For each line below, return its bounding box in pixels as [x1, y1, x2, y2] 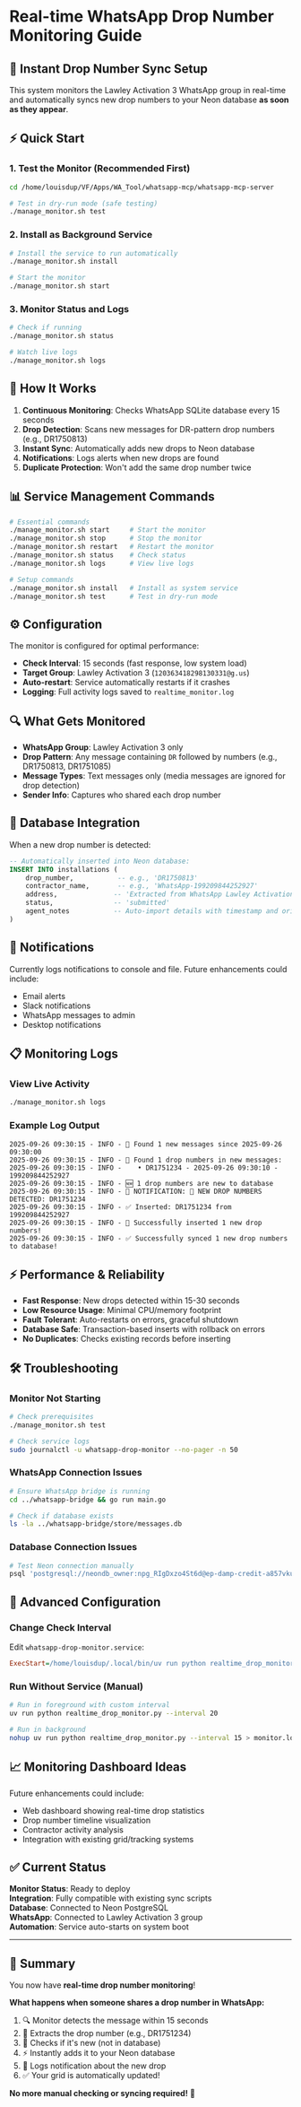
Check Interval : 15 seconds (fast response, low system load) [21, 657, 248, 669]
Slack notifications [21, 1000, 91, 1011]
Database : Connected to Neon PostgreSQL [9, 1902, 168, 1913]
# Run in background [9, 1725, 87, 1734]
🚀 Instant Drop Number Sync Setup [9, 61, 209, 76]
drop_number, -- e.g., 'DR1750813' [25, 873, 199, 883]
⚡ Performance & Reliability [9, 1267, 166, 1282]
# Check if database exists [9, 1511, 115, 1520]
